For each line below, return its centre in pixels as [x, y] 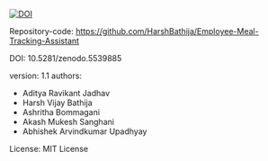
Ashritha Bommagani [61, 112]
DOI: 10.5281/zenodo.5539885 [66, 58]
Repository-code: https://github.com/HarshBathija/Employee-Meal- [134, 31]
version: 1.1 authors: [46, 76]
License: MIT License [49, 149]
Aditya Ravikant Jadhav [66, 93]
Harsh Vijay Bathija [57, 103]
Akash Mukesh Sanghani [68, 122]
